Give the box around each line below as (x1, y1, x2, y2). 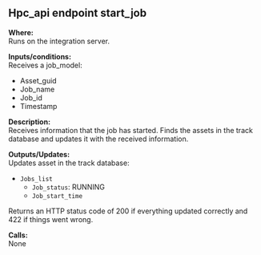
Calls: (8, 230, 28, 240)
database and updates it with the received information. (8, 134, 189, 144)
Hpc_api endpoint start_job (8, 6, 147, 20)
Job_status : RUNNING (31, 182, 106, 192)
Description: (8, 116, 50, 127)
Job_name (19, 84, 55, 94)
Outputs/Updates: (8, 149, 70, 159)
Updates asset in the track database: (8, 158, 130, 168)
